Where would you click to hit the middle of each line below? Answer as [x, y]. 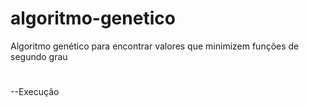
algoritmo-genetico [93, 18]
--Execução [35, 92]
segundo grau [39, 56]
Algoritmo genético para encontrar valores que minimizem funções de [155, 46]
